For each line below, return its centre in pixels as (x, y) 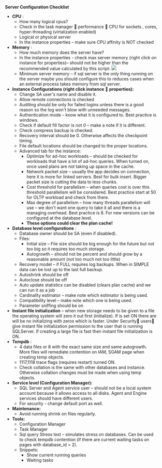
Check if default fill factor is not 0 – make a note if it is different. (82, 125)
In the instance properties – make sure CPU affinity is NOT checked (86, 42)
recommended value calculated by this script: (65, 68)
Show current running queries (56, 455)
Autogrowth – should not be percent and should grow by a (84, 254)
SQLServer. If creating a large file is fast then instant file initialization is (82, 331)
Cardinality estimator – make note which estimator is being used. (84, 295)
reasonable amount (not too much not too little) (74, 259)
